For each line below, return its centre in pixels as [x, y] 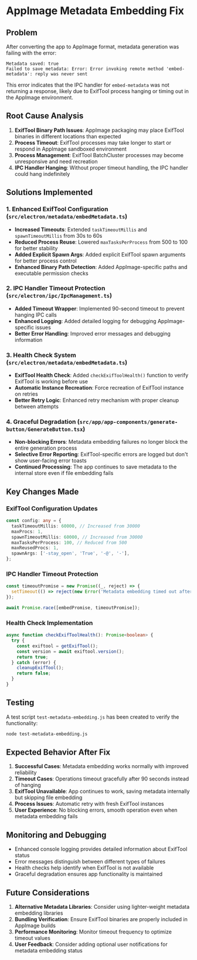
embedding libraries [39, 913]
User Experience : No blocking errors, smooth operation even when [96, 810]
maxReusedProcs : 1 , [35, 548]
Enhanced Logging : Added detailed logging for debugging [85, 321]
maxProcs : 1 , [27, 532]
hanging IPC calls [36, 315]
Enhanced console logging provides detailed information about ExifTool [101, 849]
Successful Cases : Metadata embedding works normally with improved [101, 766]
